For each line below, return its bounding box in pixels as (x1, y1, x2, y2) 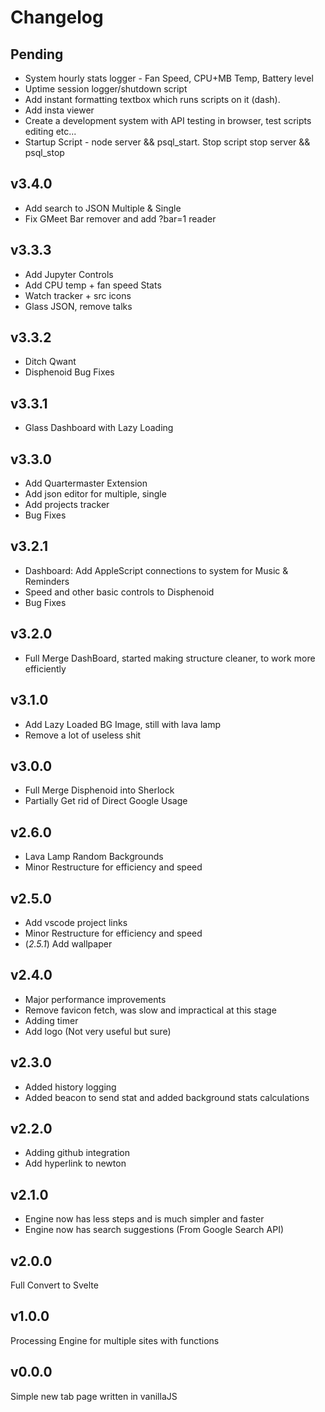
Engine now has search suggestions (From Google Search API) (24, 1224, 285, 1236)
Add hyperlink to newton (24, 1157, 127, 1170)
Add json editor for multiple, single (24, 488, 167, 500)
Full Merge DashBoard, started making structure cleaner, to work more (24, 652, 316, 664)
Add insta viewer (24, 104, 95, 116)
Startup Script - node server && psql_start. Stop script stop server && (24, 136, 311, 148)
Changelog (10, 6, 104, 29)
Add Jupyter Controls (24, 268, 114, 280)
